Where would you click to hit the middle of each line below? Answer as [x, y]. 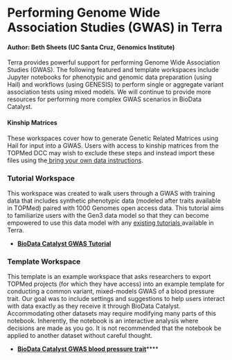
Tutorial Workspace [41, 178]
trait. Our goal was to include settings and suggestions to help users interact [116, 299]
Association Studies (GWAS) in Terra [115, 27]
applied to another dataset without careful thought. [80, 336]
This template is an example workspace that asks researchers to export [109, 277]
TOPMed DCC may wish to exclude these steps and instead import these [111, 153]
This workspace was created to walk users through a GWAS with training [111, 193]
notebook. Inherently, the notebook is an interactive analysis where [103, 321]
